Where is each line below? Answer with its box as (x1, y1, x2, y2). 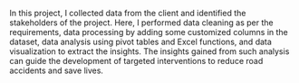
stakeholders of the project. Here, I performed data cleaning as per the (9, 17, 274, 28)
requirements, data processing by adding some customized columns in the (9, 27, 288, 37)
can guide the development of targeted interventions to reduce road (9, 56, 264, 66)
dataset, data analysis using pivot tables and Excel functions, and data (9, 36, 272, 47)
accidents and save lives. (9, 65, 104, 76)
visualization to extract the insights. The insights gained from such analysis (9, 46, 290, 57)
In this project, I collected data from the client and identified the (9, 8, 246, 18)
